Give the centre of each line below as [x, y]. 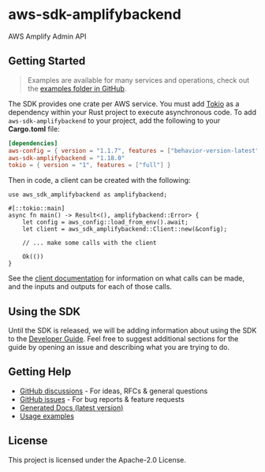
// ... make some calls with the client [90, 243]
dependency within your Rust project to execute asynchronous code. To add [132, 112]
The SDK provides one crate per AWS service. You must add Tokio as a [124, 103]
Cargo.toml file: [34, 128]
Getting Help [40, 372]
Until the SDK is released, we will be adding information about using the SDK [132, 331]
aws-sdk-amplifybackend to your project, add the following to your [114, 121]
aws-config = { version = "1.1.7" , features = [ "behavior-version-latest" [134, 151]
